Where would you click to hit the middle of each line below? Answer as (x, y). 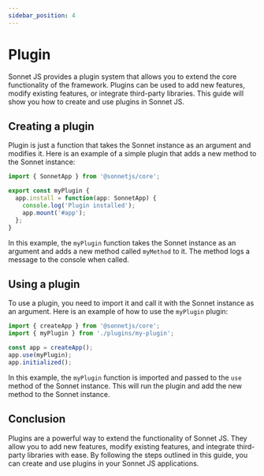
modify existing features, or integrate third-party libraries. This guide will (126, 93)
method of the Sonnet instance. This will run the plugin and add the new (125, 386)
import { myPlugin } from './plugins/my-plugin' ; (91, 334)
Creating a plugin (51, 126)
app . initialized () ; (40, 362)
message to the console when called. (69, 259)
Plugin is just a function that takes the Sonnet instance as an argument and (130, 145)
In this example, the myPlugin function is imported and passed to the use (125, 377)
